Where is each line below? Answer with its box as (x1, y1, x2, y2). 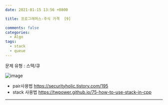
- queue (9, 48, 26, 53)
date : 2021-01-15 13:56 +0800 (5, 7, 68, 12)
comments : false (5, 25, 39, 30)
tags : (5, 39, 16, 44)
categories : (5, 30, 30, 35)
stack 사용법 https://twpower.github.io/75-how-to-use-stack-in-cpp (12, 89, 151, 95)
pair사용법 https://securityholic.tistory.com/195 (12, 83, 108, 89)
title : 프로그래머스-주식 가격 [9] (5, 16, 71, 21)
